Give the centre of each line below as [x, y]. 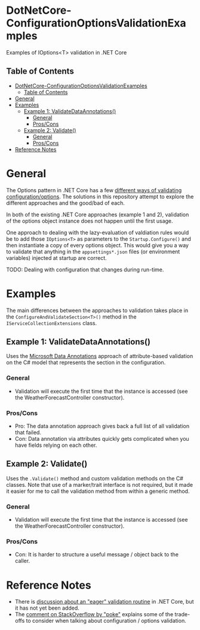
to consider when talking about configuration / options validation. [106, 621]
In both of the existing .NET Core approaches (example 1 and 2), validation [98, 214]
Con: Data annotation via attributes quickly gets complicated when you [102, 439]
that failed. [28, 432]
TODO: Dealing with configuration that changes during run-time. [85, 269]
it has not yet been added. [47, 608]
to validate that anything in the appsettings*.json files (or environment [93, 252]
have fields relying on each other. [56, 445]
